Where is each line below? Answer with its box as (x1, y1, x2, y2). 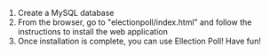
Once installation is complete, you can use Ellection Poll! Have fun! (17, 35, 262, 46)
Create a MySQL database (17, 8, 115, 18)
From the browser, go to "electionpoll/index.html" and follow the (17, 17, 252, 27)
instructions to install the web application (17, 27, 169, 36)
